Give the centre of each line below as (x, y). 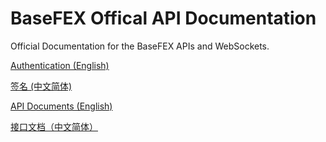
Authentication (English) (60, 65)
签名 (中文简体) (41, 86)
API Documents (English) (61, 106)
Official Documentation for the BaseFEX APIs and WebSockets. (140, 46)
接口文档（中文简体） (54, 126)
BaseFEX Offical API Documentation (163, 18)
